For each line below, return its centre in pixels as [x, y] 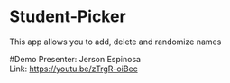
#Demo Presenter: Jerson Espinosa [75, 59]
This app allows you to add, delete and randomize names [115, 41]
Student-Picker [68, 17]
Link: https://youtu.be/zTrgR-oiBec [74, 69]
